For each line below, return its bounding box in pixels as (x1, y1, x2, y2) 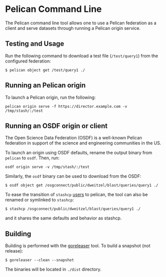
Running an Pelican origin (5, 81, 86, 90)
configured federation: (5, 58, 51, 64)
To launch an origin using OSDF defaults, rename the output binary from (5, 150, 153, 156)
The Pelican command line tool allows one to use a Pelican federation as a (5, 20, 157, 26)
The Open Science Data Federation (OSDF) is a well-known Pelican (5, 135, 142, 141)
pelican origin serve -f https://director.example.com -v (5, 104, 127, 109)
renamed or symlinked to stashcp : (5, 197, 74, 203)
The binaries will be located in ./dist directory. (5, 267, 102, 273)
